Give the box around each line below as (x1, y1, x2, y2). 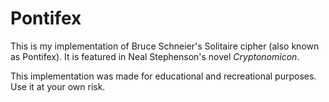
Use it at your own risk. (10, 80, 106, 92)
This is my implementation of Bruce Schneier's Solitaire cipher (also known (10, 40, 320, 52)
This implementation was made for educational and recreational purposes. (10, 70, 317, 82)
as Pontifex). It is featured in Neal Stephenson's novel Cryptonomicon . (10, 50, 300, 62)
